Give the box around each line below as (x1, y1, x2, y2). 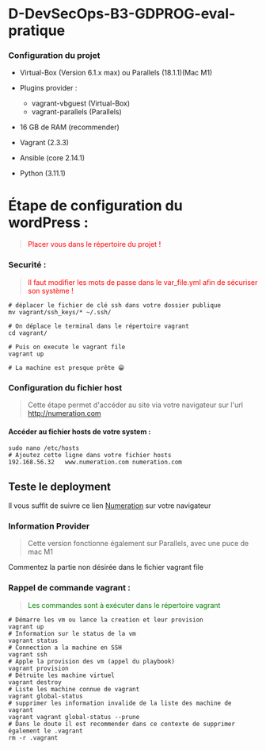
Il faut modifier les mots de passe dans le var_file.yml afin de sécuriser (27, 277, 258, 287)
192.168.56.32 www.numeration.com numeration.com (8, 458, 182, 467)
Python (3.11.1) (19, 168, 66, 179)
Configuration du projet (8, 50, 101, 61)
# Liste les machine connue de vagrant (8, 685, 140, 693)
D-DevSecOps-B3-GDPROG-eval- (8, 5, 236, 23)
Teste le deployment (8, 479, 112, 493)
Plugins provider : (19, 83, 78, 93)
